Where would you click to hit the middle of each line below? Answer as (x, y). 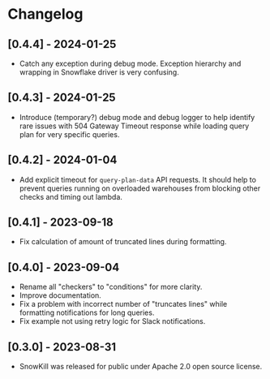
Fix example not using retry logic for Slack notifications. (112, 321)
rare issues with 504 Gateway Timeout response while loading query (134, 126)
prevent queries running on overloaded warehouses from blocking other (140, 188)
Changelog (45, 14)
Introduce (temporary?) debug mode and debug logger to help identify (137, 117)
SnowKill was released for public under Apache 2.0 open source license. (141, 367)
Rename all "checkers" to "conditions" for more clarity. (111, 287)
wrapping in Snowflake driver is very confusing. (99, 72)
